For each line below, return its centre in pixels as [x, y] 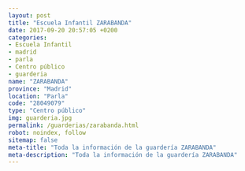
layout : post [30, 15]
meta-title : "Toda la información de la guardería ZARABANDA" [112, 147]
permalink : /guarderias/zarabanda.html [74, 125]
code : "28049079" [37, 103]
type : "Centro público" [47, 111]
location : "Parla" [38, 96]
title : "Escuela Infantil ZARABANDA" [70, 23]
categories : [28, 37]
